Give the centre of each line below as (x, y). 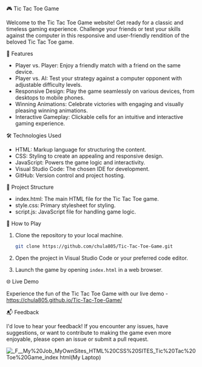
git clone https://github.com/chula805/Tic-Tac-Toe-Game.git (94, 246)
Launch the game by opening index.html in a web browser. (89, 269)
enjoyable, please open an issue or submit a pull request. (77, 339)
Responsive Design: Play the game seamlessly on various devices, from (105, 91)
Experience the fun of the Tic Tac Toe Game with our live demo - (87, 294)
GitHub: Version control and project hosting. (70, 175)
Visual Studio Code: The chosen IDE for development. (82, 169)
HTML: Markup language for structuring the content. (81, 150)
